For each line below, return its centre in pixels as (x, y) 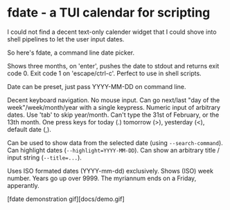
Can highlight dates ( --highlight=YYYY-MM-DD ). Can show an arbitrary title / (114, 150)
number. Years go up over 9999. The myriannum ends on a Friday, (102, 178)
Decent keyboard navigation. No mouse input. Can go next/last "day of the (114, 100)
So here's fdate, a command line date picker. (71, 52)
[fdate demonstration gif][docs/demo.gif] (66, 199)
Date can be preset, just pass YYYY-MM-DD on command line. (97, 86)
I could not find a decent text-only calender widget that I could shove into (112, 32)
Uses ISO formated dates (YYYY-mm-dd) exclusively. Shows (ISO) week (110, 171)
